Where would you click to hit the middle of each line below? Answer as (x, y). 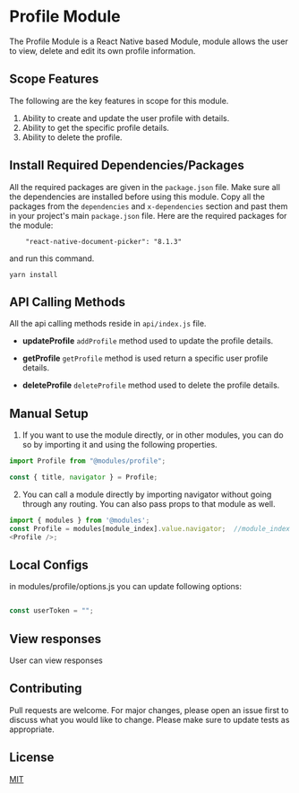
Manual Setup (49, 413)
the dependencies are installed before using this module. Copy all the (137, 196)
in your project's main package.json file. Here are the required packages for (148, 215)
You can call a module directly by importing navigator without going (147, 494)
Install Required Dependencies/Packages (127, 166)
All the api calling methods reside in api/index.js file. (108, 324)
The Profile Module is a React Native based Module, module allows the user (149, 41)
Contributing (46, 688)
